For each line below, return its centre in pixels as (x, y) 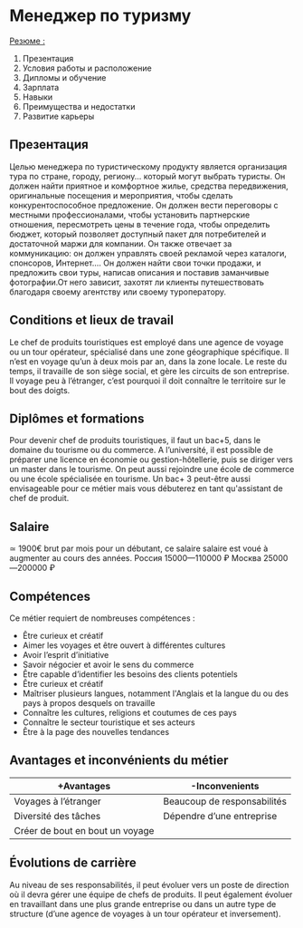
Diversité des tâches (57, 816)
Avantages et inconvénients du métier (119, 761)
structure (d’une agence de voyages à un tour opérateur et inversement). (145, 913)
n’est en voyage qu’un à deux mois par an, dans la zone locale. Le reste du (148, 361)
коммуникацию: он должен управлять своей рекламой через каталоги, (148, 253)
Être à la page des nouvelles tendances (96, 732)
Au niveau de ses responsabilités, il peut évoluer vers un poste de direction (149, 884)
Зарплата (41, 87)
